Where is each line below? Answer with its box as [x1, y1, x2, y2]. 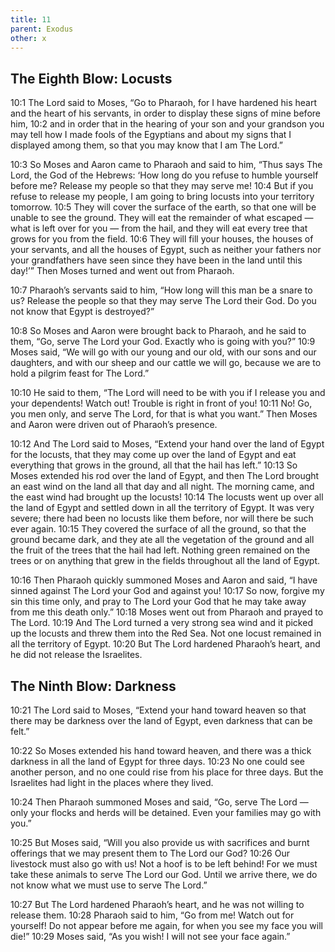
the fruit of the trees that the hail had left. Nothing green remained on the [10, 544, 311, 556]
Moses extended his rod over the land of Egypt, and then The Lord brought [10, 470, 320, 482]
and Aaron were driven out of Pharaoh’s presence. [10, 419, 218, 431]
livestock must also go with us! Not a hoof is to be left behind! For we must [10, 858, 318, 870]
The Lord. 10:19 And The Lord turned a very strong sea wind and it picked [10, 617, 313, 629]
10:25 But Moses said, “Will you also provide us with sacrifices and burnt [10, 837, 310, 848]
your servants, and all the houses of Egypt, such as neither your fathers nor [10, 244, 322, 256]
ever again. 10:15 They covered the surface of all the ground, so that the [10, 523, 307, 535]
